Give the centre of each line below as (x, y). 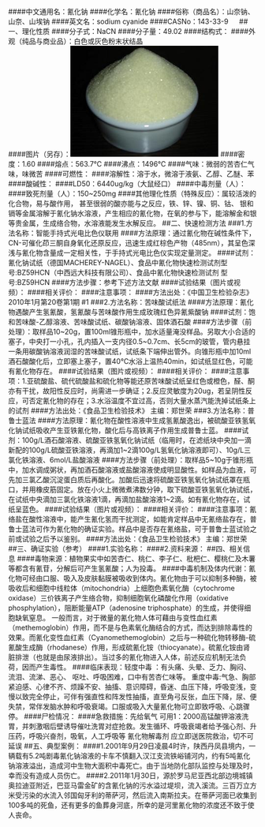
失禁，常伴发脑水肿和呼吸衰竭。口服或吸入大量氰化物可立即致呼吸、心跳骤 (129, 706)
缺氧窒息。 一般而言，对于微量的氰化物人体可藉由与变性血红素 (116, 617)
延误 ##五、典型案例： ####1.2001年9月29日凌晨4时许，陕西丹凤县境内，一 (132, 746)
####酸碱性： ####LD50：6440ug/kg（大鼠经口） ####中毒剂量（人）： (127, 183)
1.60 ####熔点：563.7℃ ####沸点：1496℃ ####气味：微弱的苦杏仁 (135, 164)
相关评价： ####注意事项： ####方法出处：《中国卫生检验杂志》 (149, 292)
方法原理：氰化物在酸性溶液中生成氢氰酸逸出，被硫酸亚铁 (148, 420)
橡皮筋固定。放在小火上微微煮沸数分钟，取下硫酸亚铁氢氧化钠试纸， (146, 489)
